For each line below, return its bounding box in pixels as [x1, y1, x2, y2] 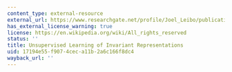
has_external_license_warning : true [7, 23, 113, 29]
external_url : [7, 16, 48, 23]
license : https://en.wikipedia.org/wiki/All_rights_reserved [7, 29, 187, 36]
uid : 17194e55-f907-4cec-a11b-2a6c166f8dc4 [7, 49, 135, 56]
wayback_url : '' [7, 55, 54, 62]
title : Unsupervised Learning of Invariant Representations [7, 42, 184, 49]
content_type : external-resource [7, 10, 104, 17]
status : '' [7, 36, 39, 43]
